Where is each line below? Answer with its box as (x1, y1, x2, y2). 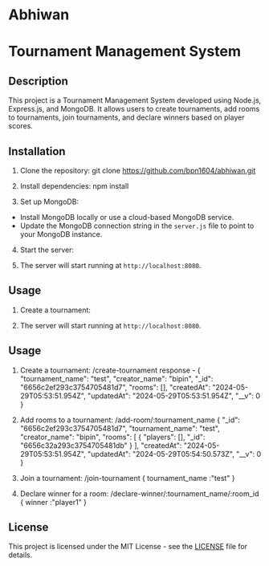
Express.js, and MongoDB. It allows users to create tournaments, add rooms (8, 104, 260, 114)
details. (8, 550, 33, 560)
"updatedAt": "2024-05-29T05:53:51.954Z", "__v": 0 (87, 391, 261, 401)
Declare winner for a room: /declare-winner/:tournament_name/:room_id (19, 488, 259, 499)
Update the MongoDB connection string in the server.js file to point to (19, 221, 255, 230)
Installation (8, 145, 66, 158)
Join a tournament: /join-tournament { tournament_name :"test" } (19, 473, 235, 483)
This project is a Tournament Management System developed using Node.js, (8, 96, 262, 105)
